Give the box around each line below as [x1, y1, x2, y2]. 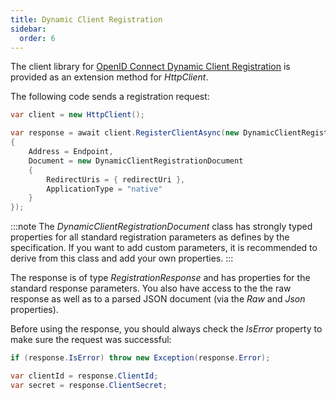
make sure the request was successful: [10, 334, 172, 346]
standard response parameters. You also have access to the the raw [10, 282, 292, 295]
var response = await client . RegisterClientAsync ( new [10, 128, 240, 138]
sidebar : [10, 24, 47, 34]
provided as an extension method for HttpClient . [10, 71, 209, 83]
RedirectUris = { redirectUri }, [46, 174, 186, 185]
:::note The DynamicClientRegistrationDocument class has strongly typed [10, 221, 313, 233]
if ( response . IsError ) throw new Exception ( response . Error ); [10, 353, 271, 363]
